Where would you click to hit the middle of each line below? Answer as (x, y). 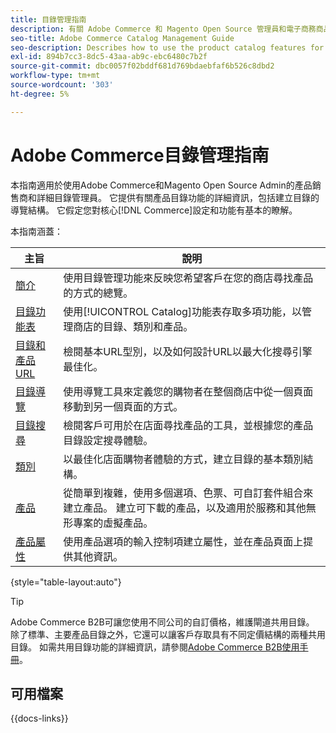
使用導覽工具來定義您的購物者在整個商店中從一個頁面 (188, 391)
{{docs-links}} (39, 718)
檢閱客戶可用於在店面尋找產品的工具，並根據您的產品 (188, 425)
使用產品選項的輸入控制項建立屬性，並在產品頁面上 (183, 541)
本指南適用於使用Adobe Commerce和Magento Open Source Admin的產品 (161, 185)
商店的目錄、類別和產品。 (133, 326)
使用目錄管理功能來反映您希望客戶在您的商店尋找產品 (188, 278)
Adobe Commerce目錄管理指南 (140, 155)
